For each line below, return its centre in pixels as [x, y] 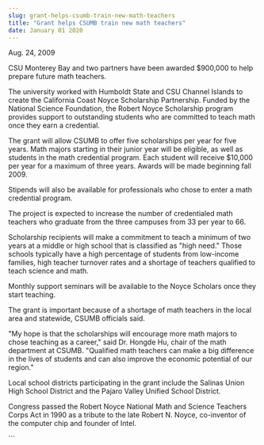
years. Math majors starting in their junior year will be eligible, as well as [126, 149]
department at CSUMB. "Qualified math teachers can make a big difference [131, 351]
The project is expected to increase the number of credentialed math [121, 214]
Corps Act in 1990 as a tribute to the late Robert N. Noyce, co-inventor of [127, 415]
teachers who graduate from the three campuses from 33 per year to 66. [127, 222]
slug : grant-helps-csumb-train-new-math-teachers [92, 15]
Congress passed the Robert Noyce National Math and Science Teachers [128, 407]
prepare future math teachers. [57, 77]
